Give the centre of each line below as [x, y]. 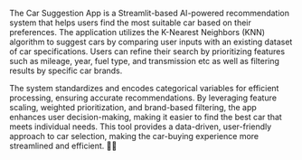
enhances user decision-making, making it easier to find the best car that [146, 117]
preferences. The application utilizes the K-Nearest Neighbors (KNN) [137, 32]
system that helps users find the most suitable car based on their [130, 23]
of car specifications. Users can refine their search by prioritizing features [147, 52]
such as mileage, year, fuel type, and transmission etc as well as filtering [145, 61]
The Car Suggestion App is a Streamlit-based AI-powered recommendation [149, 13]
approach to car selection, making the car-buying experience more [134, 136]
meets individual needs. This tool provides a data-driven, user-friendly [141, 127]
